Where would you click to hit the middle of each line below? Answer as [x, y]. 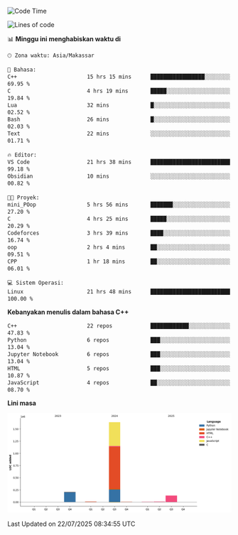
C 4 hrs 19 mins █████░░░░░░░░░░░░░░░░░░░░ [119, 91]
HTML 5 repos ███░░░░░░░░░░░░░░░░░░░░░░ [119, 369]
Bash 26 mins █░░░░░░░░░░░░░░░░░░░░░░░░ [119, 119]
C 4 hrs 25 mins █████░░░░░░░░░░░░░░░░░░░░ [119, 219]
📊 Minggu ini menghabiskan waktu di [64, 39]
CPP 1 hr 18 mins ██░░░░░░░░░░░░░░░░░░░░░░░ [119, 261]
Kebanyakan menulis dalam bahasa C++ [68, 312]
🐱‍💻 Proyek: [23, 198]
